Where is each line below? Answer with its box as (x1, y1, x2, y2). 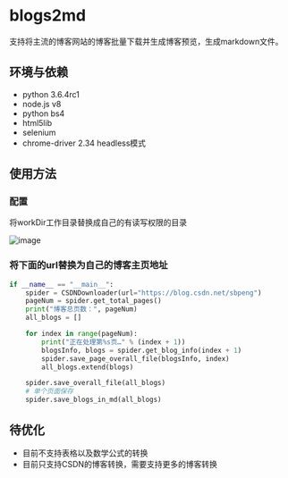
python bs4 (21, 108, 65, 119)
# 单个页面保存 (25, 387, 74, 396)
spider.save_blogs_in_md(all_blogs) (25, 395, 163, 405)
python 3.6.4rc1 (21, 88, 80, 99)
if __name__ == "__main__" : (9, 280, 114, 289)
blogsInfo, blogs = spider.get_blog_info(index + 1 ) (41, 346, 242, 355)
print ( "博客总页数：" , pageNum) (25, 305, 138, 314)
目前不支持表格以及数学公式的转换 (21, 448, 148, 458)
